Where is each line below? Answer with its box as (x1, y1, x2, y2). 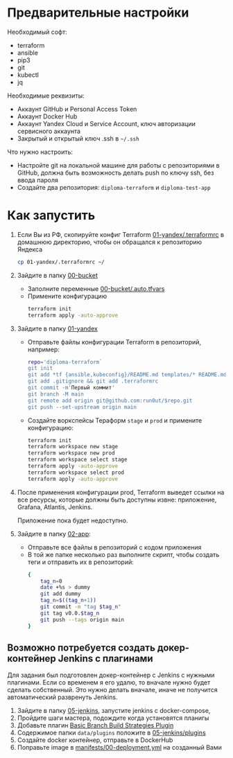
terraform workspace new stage (27, 443, 119, 450)
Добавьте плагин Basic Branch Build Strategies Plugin (17, 721, 174, 730)
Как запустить (7, 208, 96, 223)
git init (27, 365, 53, 372)
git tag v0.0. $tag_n (40, 610, 100, 617)
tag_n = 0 (40, 577, 62, 585)
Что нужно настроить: (7, 148, 74, 156)
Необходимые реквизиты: (7, 91, 85, 100)
